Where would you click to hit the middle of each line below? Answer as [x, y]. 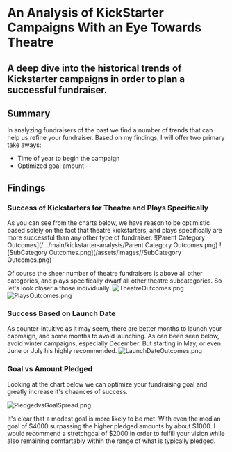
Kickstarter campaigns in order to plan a [96, 79]
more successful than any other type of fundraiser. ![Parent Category [106, 237]
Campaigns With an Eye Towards [105, 28]
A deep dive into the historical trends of [94, 68]
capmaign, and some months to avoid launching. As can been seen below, [114, 336]
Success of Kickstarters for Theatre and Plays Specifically [108, 208]
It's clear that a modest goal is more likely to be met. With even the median [114, 419]
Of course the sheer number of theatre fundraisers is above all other [105, 274]
